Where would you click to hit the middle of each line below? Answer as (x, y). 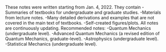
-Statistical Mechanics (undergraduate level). (51, 44)
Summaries (17, 12)
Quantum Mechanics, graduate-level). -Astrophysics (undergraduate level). (82, 39)
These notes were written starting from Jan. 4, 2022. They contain (73, 7)
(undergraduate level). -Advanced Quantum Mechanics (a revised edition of (83, 33)
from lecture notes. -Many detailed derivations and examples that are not (80, 18)
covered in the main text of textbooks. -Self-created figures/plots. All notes (82, 23)
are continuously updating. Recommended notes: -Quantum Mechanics (78, 28)
